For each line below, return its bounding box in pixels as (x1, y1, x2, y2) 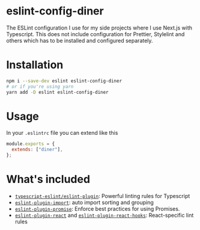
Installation (6, 58, 64, 72)
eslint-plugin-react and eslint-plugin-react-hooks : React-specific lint (14, 212, 194, 219)
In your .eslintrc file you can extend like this (6, 129, 118, 137)
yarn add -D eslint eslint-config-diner (6, 89, 109, 95)
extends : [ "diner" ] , (11, 146, 63, 153)
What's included (6, 173, 91, 186)
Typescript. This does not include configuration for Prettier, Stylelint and (6, 30, 185, 37)
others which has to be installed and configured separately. (6, 37, 153, 44)
